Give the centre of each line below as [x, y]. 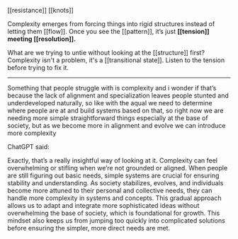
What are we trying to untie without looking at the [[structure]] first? [106, 53]
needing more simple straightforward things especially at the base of [108, 118]
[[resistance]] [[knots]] [41, 10]
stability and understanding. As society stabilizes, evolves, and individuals [115, 183]
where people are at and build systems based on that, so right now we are [115, 110]
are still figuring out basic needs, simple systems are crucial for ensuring [113, 175]
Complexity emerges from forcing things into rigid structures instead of [111, 24]
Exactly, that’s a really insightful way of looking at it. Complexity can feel [113, 161]
